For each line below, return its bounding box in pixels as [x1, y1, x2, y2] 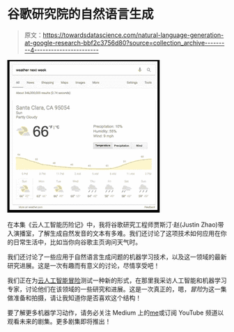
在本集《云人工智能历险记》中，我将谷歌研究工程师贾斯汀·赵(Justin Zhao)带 [7, 220, 224, 229]
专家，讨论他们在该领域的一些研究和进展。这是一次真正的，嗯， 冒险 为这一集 [7, 285, 227, 293]
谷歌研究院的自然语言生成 [7, 6, 155, 22]
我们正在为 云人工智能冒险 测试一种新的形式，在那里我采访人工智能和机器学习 [7, 276, 227, 285]
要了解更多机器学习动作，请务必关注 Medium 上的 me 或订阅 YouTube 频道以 [7, 308, 224, 317]
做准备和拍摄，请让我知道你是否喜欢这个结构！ [7, 294, 141, 302]
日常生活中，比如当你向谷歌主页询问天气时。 [13, 238, 141, 246]
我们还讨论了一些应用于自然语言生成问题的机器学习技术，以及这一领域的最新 [7, 252, 227, 261]
